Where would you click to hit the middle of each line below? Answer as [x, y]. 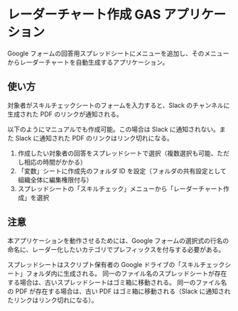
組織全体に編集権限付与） [55, 180]
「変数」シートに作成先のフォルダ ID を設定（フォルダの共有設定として [122, 170]
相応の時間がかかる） [55, 162]
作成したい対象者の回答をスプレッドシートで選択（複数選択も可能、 [117, 153]
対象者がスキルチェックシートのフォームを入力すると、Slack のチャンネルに [119, 105]
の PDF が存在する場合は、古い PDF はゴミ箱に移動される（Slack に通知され [119, 291]
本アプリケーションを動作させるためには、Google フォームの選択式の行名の [118, 240]
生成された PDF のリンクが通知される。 [65, 114]
